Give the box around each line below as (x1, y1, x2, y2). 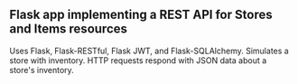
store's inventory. (9, 64, 74, 75)
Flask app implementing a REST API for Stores (9, 7, 273, 23)
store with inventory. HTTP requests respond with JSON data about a (9, 54, 267, 66)
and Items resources (9, 22, 128, 37)
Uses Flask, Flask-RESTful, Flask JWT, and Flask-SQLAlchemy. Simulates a (9, 45, 289, 56)
